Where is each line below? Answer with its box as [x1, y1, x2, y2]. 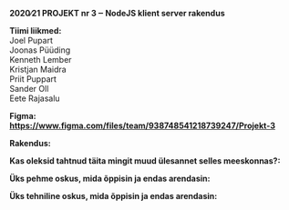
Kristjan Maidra [9, 64, 67, 75]
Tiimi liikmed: [9, 25, 62, 35]
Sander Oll [9, 84, 49, 94]
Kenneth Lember [9, 55, 72, 65]
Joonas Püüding [9, 45, 71, 55]
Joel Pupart [9, 35, 53, 45]
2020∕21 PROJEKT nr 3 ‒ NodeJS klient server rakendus [9, 8, 225, 18]
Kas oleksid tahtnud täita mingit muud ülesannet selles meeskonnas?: [9, 155, 281, 166]
